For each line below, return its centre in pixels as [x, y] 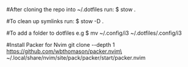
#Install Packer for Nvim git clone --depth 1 [61, 45]
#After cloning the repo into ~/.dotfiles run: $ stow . [71, 9]
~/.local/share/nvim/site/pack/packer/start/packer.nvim [76, 58]
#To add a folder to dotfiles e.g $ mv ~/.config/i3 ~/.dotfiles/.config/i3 [94, 33]
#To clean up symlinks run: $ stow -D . [55, 21]
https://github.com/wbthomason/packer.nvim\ [64, 51]
